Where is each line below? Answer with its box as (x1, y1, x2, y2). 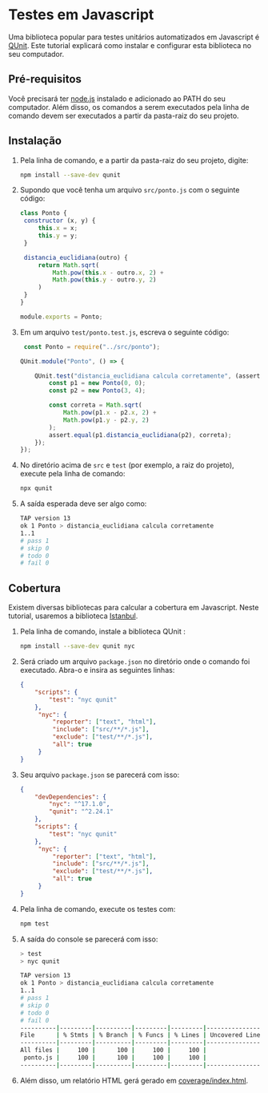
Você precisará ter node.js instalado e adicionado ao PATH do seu (8, 94, 226, 103)
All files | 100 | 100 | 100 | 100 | (19, 1046, 207, 1055)
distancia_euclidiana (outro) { (23, 253, 128, 261)
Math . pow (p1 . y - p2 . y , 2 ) (62, 415, 150, 424)
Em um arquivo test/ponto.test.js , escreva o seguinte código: (19, 327, 230, 337)
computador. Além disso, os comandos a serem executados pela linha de (8, 102, 250, 111)
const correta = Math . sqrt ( (49, 401, 142, 410)
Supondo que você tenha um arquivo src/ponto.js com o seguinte (19, 185, 240, 195)
